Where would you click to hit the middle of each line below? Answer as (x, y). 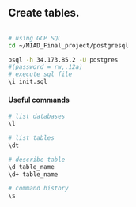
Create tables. (44, 13)
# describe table (37, 160)
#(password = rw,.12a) (45, 67)
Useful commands (39, 100)
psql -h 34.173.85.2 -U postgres (63, 60)
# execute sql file (40, 74)
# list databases (37, 117)
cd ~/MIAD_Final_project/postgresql (68, 45)
